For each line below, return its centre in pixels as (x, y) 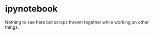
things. (12, 27)
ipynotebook (31, 9)
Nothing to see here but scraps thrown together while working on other (77, 22)
